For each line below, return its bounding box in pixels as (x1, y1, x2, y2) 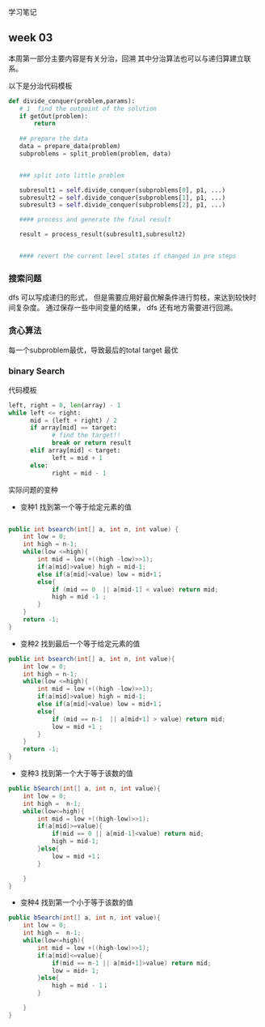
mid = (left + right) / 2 (29, 416, 117, 424)
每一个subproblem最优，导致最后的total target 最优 (8, 345, 179, 355)
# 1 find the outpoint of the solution (19, 104, 158, 113)
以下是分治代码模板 (8, 80, 73, 91)
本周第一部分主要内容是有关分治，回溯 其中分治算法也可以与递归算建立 (8, 53, 244, 63)
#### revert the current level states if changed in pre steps (19, 252, 237, 261)
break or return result (51, 439, 132, 447)
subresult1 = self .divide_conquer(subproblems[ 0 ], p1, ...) (19, 185, 226, 194)
